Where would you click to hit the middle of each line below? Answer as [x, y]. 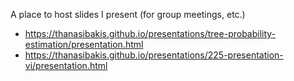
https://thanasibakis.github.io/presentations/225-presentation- [154, 55]
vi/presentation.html [66, 65]
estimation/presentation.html [84, 44]
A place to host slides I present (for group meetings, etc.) [128, 14]
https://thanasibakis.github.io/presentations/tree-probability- [150, 33]
